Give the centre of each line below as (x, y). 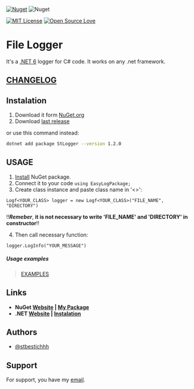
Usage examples (27, 259)
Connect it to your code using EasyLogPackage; (73, 183)
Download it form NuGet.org (50, 115)
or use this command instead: (43, 133)
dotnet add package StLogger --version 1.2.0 (64, 144)
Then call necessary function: (51, 235)
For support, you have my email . (46, 380)
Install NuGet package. (43, 177)
